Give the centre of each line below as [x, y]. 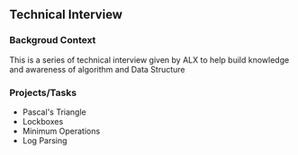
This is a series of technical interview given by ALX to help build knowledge [149, 60]
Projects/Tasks [43, 92]
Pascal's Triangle [54, 112]
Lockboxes [43, 121]
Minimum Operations [61, 131]
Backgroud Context [53, 40]
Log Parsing [45, 140]
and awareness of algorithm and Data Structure [97, 69]
